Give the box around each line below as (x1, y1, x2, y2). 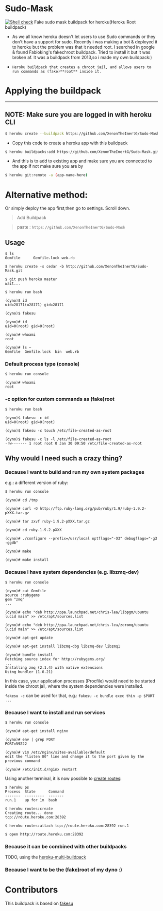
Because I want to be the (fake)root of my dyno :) (5, 866, 122, 873)
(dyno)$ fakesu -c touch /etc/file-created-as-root (5, 428, 112, 433)
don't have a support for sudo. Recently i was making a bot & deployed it (12, 39, 158, 44)
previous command (5, 758, 40, 763)
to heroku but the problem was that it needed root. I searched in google (12, 44, 155, 50)
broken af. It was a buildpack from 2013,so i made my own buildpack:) (12, 54, 152, 60)
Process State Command (5, 789, 64, 794)
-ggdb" (5, 541, 18, 545)
